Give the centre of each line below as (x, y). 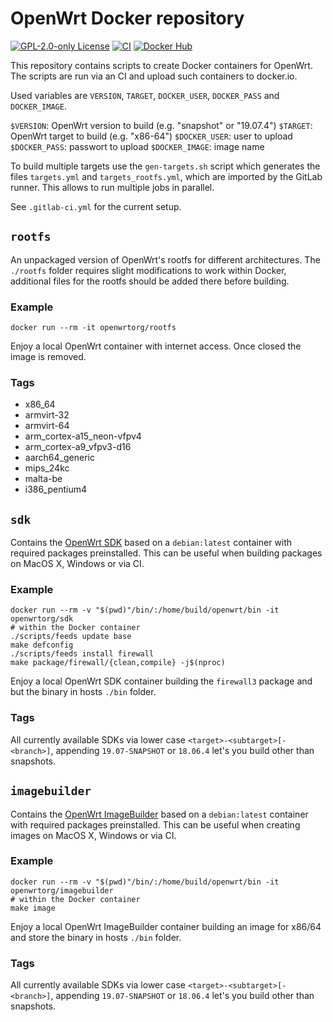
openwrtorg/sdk (42, 619)
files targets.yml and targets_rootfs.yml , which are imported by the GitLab (166, 176)
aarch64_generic (59, 458)
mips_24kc (47, 468)
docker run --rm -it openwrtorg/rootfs (93, 328)
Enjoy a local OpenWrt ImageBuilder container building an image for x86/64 (166, 926)
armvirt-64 (47, 426)
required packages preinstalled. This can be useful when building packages (166, 553)
